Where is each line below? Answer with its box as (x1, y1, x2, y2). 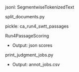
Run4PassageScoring (5, 33, 49, 38)
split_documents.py (5, 14, 45, 19)
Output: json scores (12, 42, 53, 48)
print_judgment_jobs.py (5, 52, 53, 58)
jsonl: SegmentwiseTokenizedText (5, 4, 75, 10)
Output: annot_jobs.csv (12, 62, 60, 67)
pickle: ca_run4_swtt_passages (5, 23, 69, 29)
